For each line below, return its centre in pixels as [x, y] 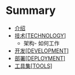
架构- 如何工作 [41, 43]
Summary [31, 11]
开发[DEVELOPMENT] [41, 51]
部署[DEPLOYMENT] [40, 58]
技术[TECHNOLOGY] [40, 35]
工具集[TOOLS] [33, 66]
